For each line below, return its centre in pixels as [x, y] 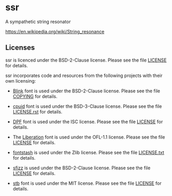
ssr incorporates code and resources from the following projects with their [84, 75]
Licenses [20, 48]
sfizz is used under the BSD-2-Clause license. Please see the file [81, 168]
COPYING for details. [35, 96]
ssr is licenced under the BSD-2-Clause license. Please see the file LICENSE [86, 60]
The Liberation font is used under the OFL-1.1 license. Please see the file [89, 137]
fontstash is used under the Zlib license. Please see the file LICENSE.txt [88, 152]
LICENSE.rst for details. [37, 111]
